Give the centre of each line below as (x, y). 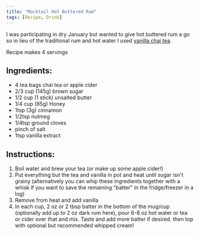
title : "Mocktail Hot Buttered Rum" (51, 12)
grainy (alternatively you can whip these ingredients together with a (97, 181)
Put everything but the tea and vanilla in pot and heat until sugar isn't (99, 175)
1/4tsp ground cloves (40, 123)
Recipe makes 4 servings (37, 52)
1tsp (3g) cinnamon (38, 110)
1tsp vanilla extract (37, 136)
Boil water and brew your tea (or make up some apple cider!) (89, 169)
